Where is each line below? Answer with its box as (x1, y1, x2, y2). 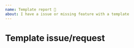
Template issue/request (5, 32, 105, 44)
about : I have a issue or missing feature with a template (5, 12, 130, 16)
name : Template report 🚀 (5, 7, 56, 12)
